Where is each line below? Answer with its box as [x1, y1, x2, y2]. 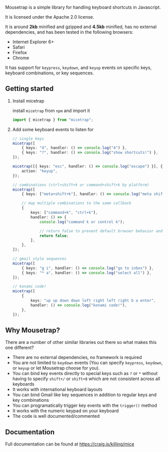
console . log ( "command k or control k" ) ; [39, 219, 125, 224]
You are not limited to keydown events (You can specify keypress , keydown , [12, 359, 163, 366]
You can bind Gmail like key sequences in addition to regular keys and [12, 392, 156, 398]
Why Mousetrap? [5, 326, 60, 334]
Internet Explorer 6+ [12, 39, 54, 45]
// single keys [12, 136, 44, 141]
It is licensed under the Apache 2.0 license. [5, 14, 94, 20]
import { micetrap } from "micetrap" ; [12, 117, 93, 122]
